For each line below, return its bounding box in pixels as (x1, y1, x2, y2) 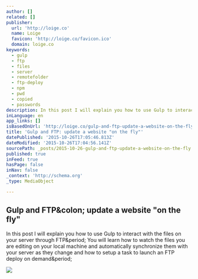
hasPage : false (6, 162, 44, 168)
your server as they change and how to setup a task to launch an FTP (6, 248, 175, 256)
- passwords (11, 101, 41, 108)
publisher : (6, 19, 33, 25)
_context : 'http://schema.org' (6, 173, 83, 179)
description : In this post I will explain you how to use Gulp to (6, 107, 173, 113)
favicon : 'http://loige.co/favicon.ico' (11, 36, 112, 42)
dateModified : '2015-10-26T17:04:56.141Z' (6, 139, 112, 146)
